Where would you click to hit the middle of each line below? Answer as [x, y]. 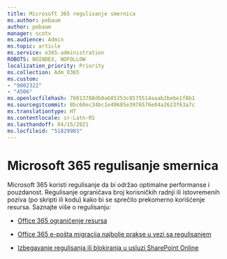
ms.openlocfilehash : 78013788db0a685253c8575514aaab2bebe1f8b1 [101, 99]
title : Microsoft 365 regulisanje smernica [72, 14]
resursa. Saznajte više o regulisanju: [59, 207]
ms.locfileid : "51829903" [45, 131]
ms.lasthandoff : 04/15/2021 [48, 124]
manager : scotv [29, 33]
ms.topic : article [34, 46]
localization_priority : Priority [56, 66]
